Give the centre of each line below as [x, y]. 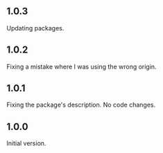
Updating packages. [35, 28]
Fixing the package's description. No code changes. [81, 105]
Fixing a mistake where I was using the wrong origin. [81, 66]
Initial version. [26, 143]
